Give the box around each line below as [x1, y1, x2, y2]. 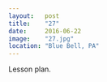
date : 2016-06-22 [8, 27, 82, 35]
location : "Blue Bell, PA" [8, 42, 100, 50]
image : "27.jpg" [8, 34, 75, 43]
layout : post [8, 11, 60, 20]
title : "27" [8, 19, 60, 28]
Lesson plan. [8, 64, 51, 74]
